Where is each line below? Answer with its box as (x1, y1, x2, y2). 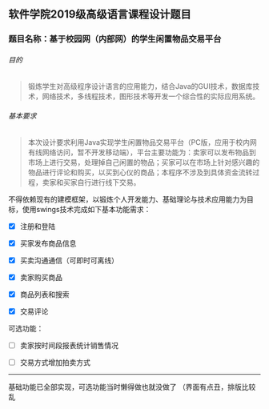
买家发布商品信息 (19, 239, 77, 248)
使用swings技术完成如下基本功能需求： (22, 204, 151, 214)
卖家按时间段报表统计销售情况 (19, 341, 118, 351)
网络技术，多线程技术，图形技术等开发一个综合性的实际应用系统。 (42, 91, 260, 101)
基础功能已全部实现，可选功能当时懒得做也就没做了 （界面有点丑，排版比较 (8, 383, 256, 392)
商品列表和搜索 (19, 289, 70, 299)
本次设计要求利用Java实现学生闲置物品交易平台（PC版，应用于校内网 (27, 137, 258, 146)
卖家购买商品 (19, 272, 62, 282)
